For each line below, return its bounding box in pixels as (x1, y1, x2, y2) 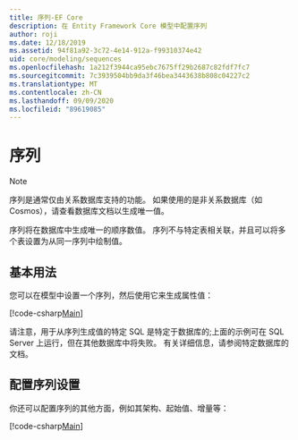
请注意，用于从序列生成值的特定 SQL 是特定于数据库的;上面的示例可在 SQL (9, 326, 285, 336)
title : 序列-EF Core (9, 13, 83, 22)
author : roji (9, 30, 58, 38)
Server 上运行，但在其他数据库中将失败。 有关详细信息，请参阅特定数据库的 (9, 337, 289, 348)
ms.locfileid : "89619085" (9, 105, 106, 114)
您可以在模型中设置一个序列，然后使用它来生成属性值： (9, 290, 213, 300)
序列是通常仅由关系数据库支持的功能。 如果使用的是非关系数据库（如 (9, 194, 262, 206)
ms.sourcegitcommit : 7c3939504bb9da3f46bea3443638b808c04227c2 (9, 72, 251, 80)
